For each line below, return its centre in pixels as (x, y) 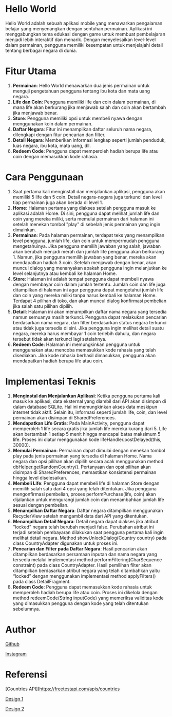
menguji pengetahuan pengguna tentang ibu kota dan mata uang (81, 91)
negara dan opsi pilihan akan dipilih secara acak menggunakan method (88, 461)
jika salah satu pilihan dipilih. (43, 306)
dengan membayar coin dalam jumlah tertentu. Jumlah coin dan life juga (89, 284)
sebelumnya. (26, 609)
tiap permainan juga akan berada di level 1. (58, 202)
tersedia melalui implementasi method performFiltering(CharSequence (87, 559)
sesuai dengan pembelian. (41, 505)
